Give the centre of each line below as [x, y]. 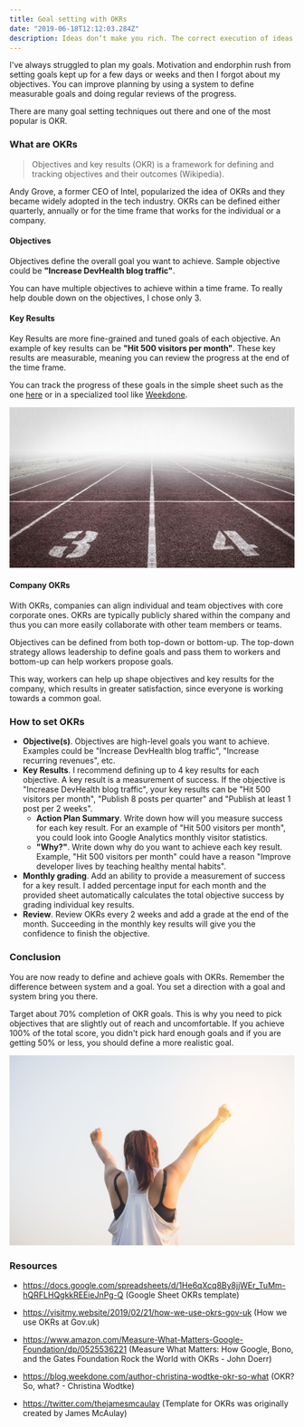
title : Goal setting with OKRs [68, 19]
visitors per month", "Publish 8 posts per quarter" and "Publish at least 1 [157, 799]
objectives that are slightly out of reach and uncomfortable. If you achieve [147, 1023]
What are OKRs [44, 145]
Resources [33, 1265]
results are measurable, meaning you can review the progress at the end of [149, 358]
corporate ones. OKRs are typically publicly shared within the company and [150, 614]
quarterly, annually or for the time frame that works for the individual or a [145, 210]
